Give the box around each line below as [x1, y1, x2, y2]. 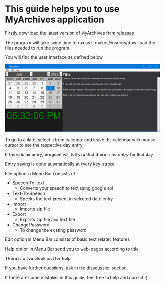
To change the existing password [19, 227, 87, 233]
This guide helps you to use [5, 3, 120, 15]
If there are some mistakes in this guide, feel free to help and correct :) [5, 275, 148, 281]
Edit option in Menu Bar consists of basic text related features [5, 236, 130, 242]
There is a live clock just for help [5, 256, 71, 261]
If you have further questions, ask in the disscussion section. [5, 265, 128, 271]
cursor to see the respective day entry [5, 142, 82, 148]
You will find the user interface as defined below [5, 54, 103, 60]
